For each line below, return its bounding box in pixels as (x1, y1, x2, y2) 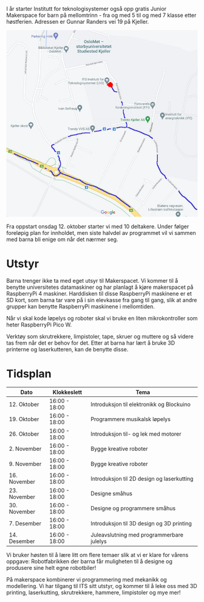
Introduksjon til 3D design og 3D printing (90, 519, 192, 527)
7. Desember (8, 519, 41, 527)
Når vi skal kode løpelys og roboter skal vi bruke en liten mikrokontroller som (6, 314, 198, 322)
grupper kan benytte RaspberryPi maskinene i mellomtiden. (6, 303, 155, 310)
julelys (90, 538, 107, 545)
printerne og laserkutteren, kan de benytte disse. (6, 345, 129, 353)
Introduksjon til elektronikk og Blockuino (90, 401, 191, 408)
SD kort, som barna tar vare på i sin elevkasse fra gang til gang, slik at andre (6, 296, 197, 303)
